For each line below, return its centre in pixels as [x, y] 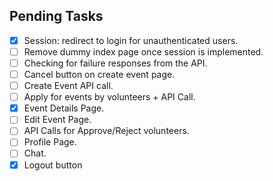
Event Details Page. [64, 108]
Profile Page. [50, 142]
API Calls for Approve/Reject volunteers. [106, 131]
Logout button [53, 165]
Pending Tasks [56, 16]
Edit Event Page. [57, 120]
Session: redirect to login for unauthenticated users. [131, 40]
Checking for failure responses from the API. [115, 63]
